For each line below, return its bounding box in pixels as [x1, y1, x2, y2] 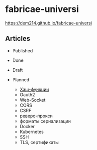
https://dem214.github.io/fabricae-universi [5, 20, 92, 26]
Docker [19, 123, 35, 129]
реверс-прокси [19, 113, 53, 119]
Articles [5, 34, 31, 43]
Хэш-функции [19, 86, 49, 92]
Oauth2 [19, 91, 35, 98]
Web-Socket [19, 97, 46, 103]
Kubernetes [19, 129, 44, 135]
